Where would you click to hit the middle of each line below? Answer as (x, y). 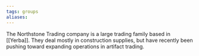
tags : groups (22, 11)
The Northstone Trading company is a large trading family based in (88, 34)
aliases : (17, 17)
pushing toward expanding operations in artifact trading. (75, 46)
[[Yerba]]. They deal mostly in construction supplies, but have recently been (100, 40)
